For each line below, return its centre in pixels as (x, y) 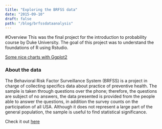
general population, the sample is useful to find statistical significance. (76, 112)
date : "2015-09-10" (25, 14)
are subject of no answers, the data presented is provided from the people (80, 96)
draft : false (18, 19)
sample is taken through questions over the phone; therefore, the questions (81, 91)
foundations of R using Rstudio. (37, 48)
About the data (23, 70)
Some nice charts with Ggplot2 (36, 57)
